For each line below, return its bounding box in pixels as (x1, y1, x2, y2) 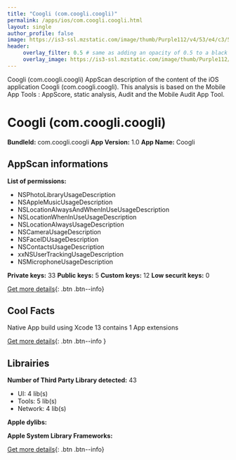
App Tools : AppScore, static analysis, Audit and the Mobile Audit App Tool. (7, 90, 225, 98)
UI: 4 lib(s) (17, 390, 48, 398)
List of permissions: (7, 177, 67, 185)
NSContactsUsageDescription (17, 243, 105, 251)
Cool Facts (7, 304, 55, 316)
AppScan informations (7, 158, 109, 170)
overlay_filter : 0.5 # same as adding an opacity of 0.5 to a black (22, 50, 228, 57)
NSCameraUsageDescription (17, 227, 102, 236)
